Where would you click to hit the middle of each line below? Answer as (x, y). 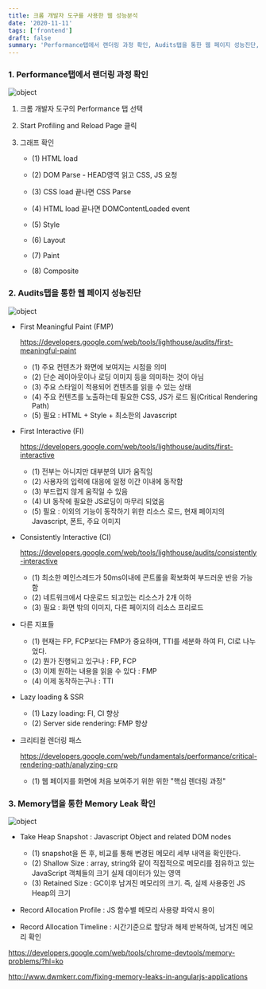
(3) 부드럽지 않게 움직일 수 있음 (80, 491)
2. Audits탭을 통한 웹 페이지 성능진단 (75, 293)
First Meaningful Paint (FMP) (66, 326)
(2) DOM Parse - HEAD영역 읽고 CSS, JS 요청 (104, 175)
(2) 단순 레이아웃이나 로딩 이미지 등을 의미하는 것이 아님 (118, 377)
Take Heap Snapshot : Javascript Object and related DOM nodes (125, 837)
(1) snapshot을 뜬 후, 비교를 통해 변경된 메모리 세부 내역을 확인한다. (136, 854)
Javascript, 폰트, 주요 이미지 (76, 521)
